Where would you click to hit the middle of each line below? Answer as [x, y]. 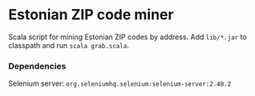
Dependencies [37, 66]
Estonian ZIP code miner [91, 15]
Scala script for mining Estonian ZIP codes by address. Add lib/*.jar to [127, 37]
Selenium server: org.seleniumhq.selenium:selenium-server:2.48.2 [120, 84]
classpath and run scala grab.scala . [69, 45]
